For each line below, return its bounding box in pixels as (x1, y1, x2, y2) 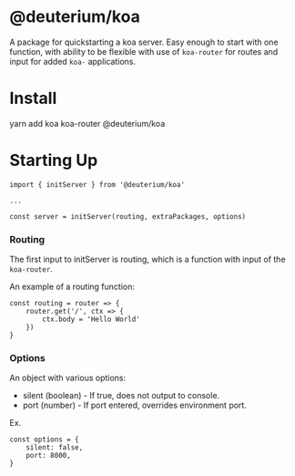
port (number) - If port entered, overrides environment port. (22, 399, 248, 411)
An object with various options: (9, 372, 127, 384)
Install (9, 88, 57, 109)
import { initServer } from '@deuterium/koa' (9, 180, 185, 189)
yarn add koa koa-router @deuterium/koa (9, 118, 166, 129)
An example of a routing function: (9, 281, 135, 293)
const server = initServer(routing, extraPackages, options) (9, 212, 247, 221)
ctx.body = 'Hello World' (42, 315, 141, 325)
